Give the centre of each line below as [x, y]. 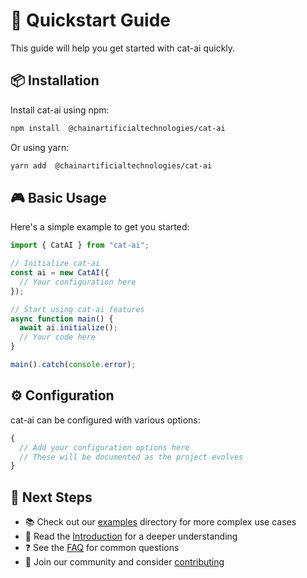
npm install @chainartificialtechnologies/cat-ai [118, 128]
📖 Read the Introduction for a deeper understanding [131, 536]
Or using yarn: [40, 147]
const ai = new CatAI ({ [60, 273]
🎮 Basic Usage [58, 197]
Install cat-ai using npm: [60, 110]
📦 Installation [55, 80]
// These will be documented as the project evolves [131, 457]
